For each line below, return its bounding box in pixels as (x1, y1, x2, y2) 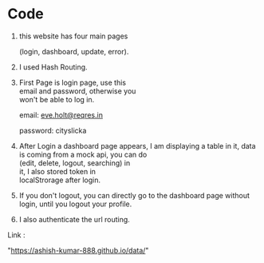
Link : (7, 229, 26, 240)
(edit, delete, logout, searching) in (18, 157, 131, 168)
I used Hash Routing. (18, 62, 89, 72)
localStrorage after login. (18, 175, 101, 185)
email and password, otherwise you (18, 86, 136, 96)
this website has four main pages (18, 31, 128, 41)
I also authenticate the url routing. (18, 214, 131, 224)
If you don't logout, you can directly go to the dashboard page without (18, 190, 250, 200)
